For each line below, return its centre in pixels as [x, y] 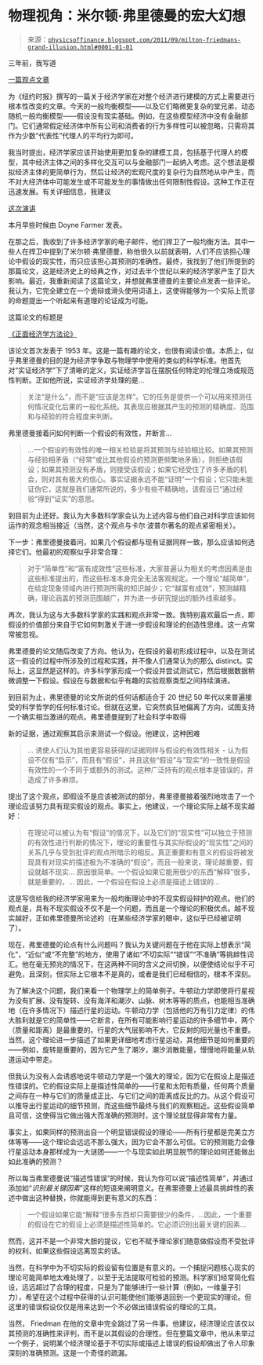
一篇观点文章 [29, 79]
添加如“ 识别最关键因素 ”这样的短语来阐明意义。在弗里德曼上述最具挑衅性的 [128, 1188]
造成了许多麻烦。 [55, 779]
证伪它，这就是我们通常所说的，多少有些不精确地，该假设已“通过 [131, 489]
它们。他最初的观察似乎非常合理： [70, 551]
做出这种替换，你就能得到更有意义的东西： [90, 1198]
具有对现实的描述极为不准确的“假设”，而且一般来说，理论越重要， [140, 862]
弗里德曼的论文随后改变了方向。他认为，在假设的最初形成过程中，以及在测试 [131, 651]
